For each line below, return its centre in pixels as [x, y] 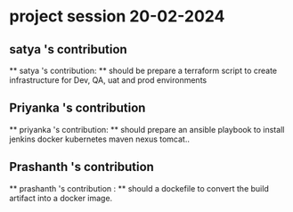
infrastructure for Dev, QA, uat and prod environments [108, 80]
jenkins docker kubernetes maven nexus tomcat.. [99, 139]
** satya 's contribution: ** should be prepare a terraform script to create [143, 70]
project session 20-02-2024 [117, 16]
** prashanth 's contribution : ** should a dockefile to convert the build [139, 188]
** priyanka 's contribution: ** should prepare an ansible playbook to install [147, 129]
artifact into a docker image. [61, 198]
